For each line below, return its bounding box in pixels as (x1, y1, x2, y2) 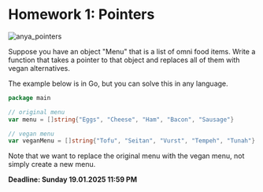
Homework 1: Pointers (8, 6, 155, 24)
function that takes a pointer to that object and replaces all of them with (8, 55, 240, 65)
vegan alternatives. (8, 63, 71, 72)
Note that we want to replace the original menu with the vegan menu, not (8, 151, 245, 161)
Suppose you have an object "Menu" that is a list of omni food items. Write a (8, 46, 256, 56)
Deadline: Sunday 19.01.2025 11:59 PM (8, 175, 138, 184)
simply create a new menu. (8, 160, 96, 169)
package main (8, 94, 51, 102)
